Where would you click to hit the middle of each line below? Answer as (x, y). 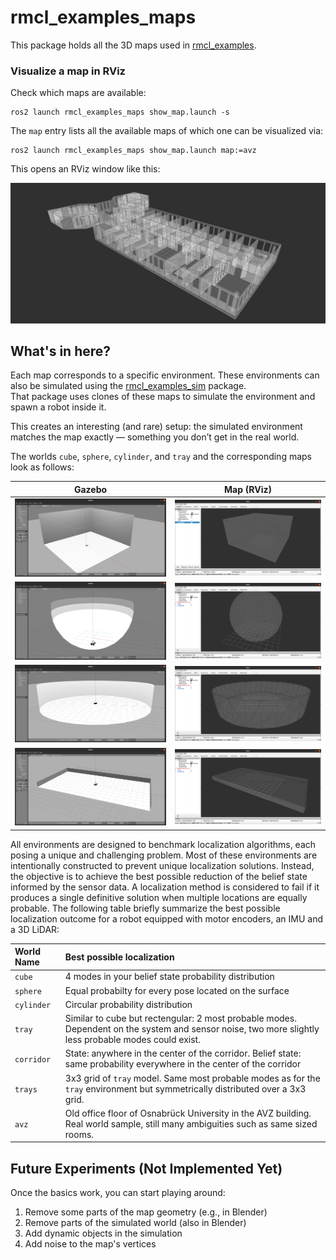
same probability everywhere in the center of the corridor (183, 1064)
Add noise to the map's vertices (90, 1244)
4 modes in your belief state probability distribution (169, 977)
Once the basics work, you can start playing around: (118, 1193)
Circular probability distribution (128, 1004)
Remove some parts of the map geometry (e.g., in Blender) (146, 1212)
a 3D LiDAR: (35, 929)
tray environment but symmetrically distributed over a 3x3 (185, 1088)
